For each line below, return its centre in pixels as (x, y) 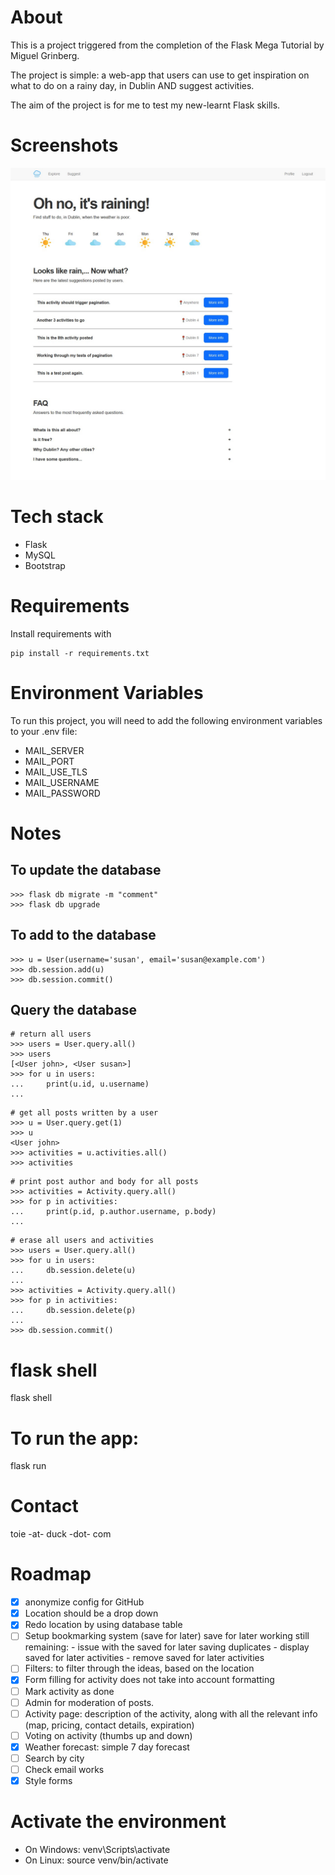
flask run (28, 1466)
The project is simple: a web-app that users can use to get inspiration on (160, 75)
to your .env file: (44, 731)
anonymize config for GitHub (84, 1602)
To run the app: (75, 1438)
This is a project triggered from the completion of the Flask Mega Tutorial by (167, 45)
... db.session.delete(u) (73, 1271)
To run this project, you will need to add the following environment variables (166, 720)
